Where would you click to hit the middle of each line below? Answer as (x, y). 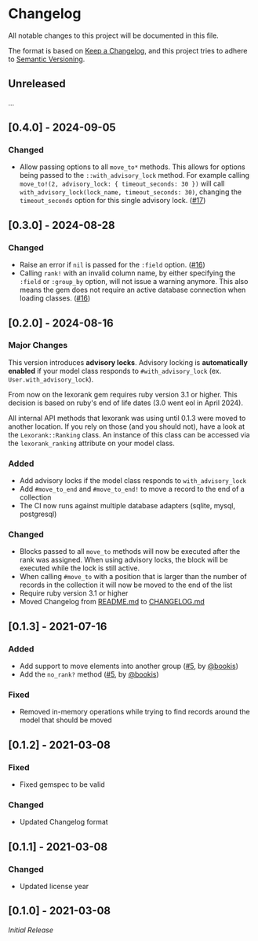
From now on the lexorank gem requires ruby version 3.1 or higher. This (123, 394)
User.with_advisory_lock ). (51, 379)
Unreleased (37, 84)
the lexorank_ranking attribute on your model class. (91, 443)
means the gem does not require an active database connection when (133, 290)
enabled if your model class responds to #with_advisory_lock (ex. (115, 371)
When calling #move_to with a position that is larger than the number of (133, 577)
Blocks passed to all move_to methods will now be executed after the (130, 552)
